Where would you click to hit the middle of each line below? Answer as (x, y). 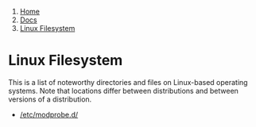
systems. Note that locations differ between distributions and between (123, 90)
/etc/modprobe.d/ (49, 114)
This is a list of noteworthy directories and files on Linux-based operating (128, 82)
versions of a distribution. (50, 99)
